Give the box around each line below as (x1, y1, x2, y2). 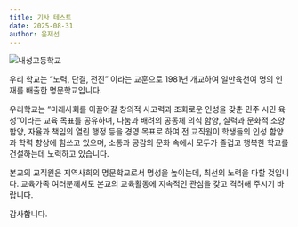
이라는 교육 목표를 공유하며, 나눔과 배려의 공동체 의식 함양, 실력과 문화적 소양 (20, 115, 286, 126)
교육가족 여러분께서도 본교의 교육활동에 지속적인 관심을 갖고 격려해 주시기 (20, 179, 276, 190)
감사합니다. (9, 208, 48, 219)
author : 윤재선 (9, 29, 60, 38)
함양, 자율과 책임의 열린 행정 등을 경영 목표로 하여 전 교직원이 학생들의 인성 (9, 126, 268, 137)
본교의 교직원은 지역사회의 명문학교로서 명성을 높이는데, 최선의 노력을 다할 (9, 167, 266, 178)
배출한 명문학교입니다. (25, 85, 102, 96)
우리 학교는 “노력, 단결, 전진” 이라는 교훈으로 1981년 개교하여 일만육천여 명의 (9, 74, 274, 85)
